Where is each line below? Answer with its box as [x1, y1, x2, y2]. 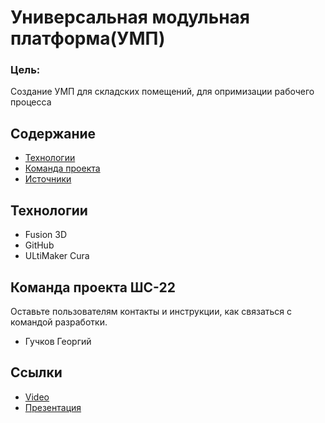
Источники [24, 173, 72, 185]
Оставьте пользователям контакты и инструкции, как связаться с [10, 305, 293, 317]
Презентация [24, 401, 82, 413]
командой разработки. [10, 316, 108, 328]
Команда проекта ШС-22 [10, 279, 176, 296]
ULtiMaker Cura [24, 250, 90, 262]
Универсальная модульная [10, 6, 250, 29]
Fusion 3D [24, 229, 68, 241]
